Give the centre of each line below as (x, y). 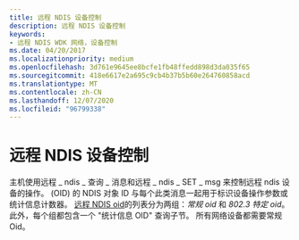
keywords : (28, 34)
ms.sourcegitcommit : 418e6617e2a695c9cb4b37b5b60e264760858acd (130, 76)
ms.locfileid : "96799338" (57, 109)
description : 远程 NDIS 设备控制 (68, 26)
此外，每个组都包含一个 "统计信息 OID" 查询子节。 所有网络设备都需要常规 (146, 216)
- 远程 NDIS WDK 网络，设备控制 (64, 42)
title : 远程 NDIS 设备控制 (56, 17)
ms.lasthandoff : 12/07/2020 (62, 100)
